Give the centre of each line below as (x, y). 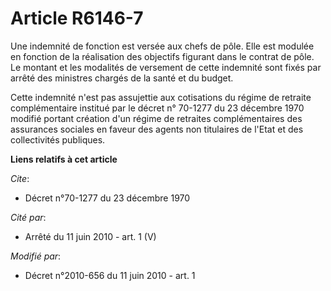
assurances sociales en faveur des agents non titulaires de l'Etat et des (157, 129)
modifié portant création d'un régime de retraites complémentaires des (156, 118)
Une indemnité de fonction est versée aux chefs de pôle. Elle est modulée (162, 46)
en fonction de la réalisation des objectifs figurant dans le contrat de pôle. (162, 56)
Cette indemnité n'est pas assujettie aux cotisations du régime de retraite (161, 97)
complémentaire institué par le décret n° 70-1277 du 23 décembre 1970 (157, 108)
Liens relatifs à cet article (64, 159)
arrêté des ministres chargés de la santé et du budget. (122, 78)
